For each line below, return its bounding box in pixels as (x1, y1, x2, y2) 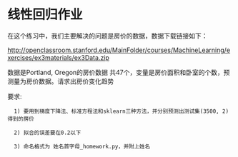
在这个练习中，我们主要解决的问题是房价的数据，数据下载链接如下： (7, 31, 208, 40)
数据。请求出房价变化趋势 (38, 76, 114, 86)
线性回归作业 (7, 6, 84, 23)
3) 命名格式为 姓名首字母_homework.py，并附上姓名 (14, 143, 151, 150)
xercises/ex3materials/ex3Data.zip (7, 53, 109, 61)
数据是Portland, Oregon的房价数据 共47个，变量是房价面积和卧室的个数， (7, 68, 224, 76)
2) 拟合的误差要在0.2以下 (14, 129, 81, 136)
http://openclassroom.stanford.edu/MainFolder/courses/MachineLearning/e (7, 46, 231, 54)
